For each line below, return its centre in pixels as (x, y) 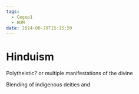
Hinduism (30, 57)
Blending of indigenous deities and (48, 85)
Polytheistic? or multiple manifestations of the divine (70, 73)
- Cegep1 (22, 17)
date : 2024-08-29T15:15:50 (39, 28)
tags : (13, 11)
